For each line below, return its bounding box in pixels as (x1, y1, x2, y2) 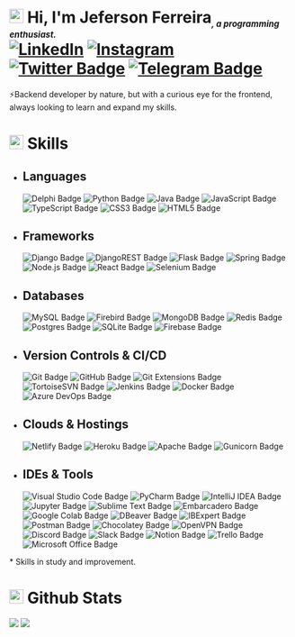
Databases (22, 287, 85, 304)
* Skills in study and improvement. (9, 556, 137, 567)
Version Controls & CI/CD (22, 348, 167, 363)
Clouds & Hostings (22, 417, 129, 432)
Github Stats (26, 587, 123, 608)
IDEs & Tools (22, 467, 94, 482)
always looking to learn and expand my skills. (9, 102, 177, 113)
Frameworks (22, 228, 94, 243)
